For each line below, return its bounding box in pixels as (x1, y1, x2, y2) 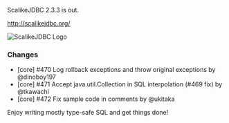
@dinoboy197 (17, 73, 57, 82)
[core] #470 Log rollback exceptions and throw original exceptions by (17, 66, 216, 74)
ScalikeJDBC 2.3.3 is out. (7, 6, 80, 14)
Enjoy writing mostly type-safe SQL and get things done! (7, 108, 169, 117)
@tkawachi (17, 88, 50, 96)
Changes (7, 50, 39, 59)
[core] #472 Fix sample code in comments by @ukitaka (17, 95, 175, 103)
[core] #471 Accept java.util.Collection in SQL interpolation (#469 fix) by (17, 80, 223, 88)
